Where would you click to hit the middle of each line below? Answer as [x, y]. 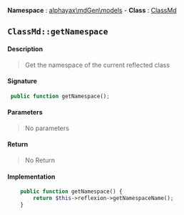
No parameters [47, 128]
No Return [40, 160]
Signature [22, 81]
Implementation [31, 177]
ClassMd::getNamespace [58, 32]
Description [25, 48]
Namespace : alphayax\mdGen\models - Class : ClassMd [92, 10]
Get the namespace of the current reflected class [97, 65]
